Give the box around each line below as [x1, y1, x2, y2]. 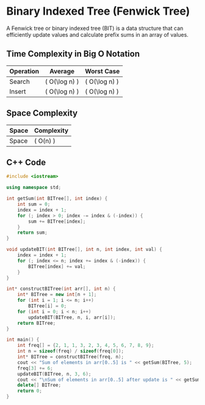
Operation [9, 67, 40, 75]
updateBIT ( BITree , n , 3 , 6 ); [17, 371, 92, 377]
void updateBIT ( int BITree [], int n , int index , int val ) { [6, 247, 163, 253]
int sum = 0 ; [17, 201, 51, 207]
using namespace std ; [6, 185, 62, 191]
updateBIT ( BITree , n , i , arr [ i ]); [28, 314, 116, 321]
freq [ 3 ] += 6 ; [17, 365, 53, 371]
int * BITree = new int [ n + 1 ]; [17, 292, 97, 298]
